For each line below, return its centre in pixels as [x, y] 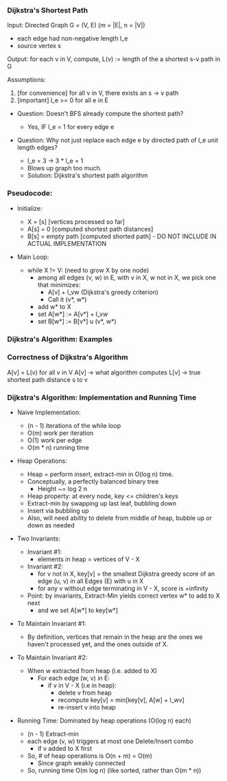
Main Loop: [33, 257]
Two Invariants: [38, 539]
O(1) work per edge [55, 440]
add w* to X [55, 306]
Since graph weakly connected [81, 763]
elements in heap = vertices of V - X [89, 559]
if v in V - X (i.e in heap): [82, 686]
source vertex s [39, 46]
